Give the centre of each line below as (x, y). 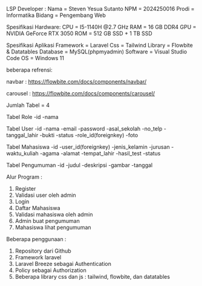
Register (25, 189)
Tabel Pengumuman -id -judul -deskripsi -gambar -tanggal (80, 165)
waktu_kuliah (23, 153)
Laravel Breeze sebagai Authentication (63, 264)
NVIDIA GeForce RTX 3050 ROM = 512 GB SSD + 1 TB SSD (79, 33)
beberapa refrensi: (29, 70)
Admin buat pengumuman (47, 221)
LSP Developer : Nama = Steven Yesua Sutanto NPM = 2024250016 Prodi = (100, 9)
